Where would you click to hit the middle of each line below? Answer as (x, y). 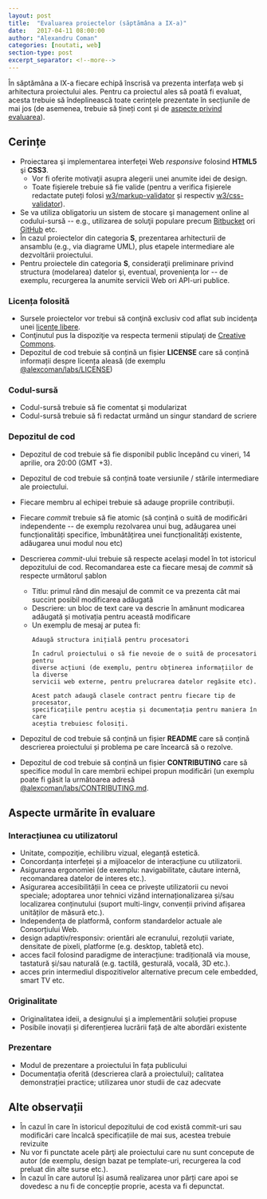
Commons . (38, 344)
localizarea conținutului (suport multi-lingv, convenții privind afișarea (132, 904)
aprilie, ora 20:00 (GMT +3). (66, 462)
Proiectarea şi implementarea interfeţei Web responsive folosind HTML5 (138, 161)
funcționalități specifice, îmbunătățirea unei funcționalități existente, (131, 534)
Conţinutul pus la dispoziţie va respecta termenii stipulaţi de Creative (133, 335)
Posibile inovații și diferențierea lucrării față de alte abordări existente (133, 1027)
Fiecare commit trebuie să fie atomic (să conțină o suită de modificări (133, 517)
